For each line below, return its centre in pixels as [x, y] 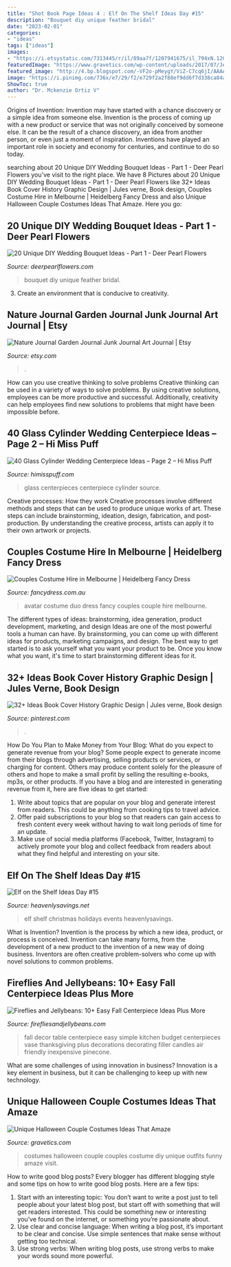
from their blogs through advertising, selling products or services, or [104, 760]
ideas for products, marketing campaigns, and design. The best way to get [113, 641]
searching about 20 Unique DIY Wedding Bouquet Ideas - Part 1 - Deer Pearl [115, 168]
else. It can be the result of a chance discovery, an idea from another [105, 132]
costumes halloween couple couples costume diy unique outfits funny [123, 1155]
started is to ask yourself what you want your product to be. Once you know [115, 648]
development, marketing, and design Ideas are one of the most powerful [109, 627]
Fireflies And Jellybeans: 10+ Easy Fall [91, 983]
